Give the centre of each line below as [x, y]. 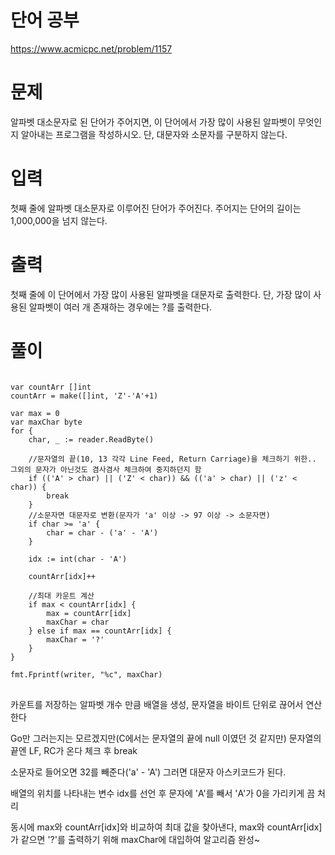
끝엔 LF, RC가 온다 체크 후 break [74, 750]
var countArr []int [51, 387]
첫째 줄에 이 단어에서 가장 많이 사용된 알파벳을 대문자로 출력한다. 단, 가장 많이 [161, 294]
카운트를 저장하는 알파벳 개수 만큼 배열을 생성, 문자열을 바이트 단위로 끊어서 [157, 704]
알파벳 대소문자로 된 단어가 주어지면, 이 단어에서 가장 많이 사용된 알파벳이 [153, 122]
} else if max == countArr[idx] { [100, 631]
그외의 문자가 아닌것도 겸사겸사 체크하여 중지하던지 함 [106, 469]
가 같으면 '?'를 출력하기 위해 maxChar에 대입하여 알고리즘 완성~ [135, 839]
